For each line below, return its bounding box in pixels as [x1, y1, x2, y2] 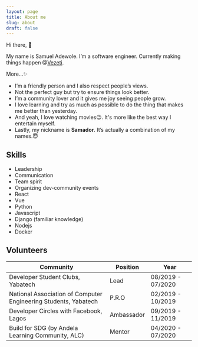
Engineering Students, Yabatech [9, 297, 98, 305]
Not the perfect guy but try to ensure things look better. [14, 89, 150, 96]
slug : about [6, 20, 35, 25]
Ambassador [110, 310, 146, 319]
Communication [14, 172, 54, 179]
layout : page [6, 8, 38, 15]
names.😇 [14, 132, 38, 140]
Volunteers [6, 245, 48, 255]
